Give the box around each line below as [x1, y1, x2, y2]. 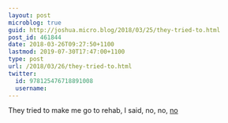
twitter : [8, 70, 37, 78]
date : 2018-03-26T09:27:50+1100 [8, 41, 114, 49]
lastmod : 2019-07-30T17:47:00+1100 [8, 48, 125, 56]
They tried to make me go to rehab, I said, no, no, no [8, 106, 179, 115]
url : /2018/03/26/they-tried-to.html [8, 63, 133, 71]
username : [15, 84, 47, 92]
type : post [8, 56, 44, 63]
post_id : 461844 [8, 33, 62, 42]
